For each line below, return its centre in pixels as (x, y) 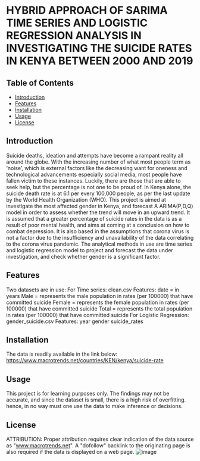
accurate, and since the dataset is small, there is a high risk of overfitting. (96, 400)
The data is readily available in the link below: (62, 354)
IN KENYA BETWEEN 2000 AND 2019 (100, 61)
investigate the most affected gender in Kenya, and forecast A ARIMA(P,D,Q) (100, 206)
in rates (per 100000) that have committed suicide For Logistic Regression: (98, 315)
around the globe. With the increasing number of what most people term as (99, 162)
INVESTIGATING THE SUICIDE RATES (99, 48)
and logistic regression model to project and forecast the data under (90, 250)
